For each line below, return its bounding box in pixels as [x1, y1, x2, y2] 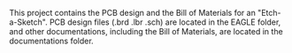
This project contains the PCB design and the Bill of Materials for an [9, 8, 257, 18]
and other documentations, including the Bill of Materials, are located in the [9, 26, 283, 36]
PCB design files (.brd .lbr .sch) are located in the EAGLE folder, [49, 17, 281, 27]
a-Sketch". [9, 17, 48, 27]
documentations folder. [9, 35, 95, 46]
